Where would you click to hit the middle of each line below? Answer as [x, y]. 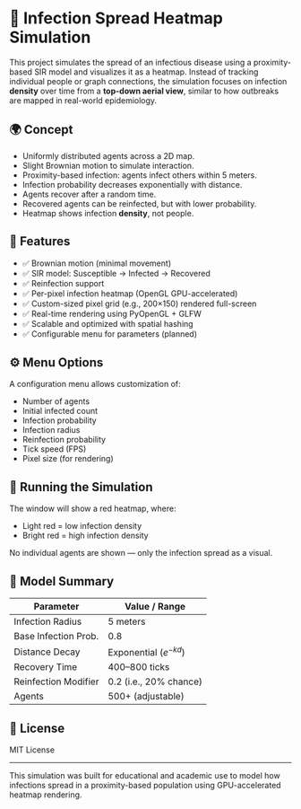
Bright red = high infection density [86, 536]
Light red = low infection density [82, 526]
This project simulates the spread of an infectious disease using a [131, 62]
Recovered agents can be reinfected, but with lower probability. [139, 203]
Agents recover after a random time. [89, 194]
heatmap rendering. [46, 795]
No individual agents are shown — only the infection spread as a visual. [141, 553]
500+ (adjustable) [146, 697]
